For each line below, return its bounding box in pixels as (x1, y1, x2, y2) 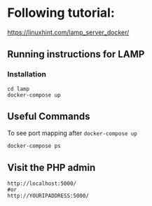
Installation (7, 69, 47, 79)
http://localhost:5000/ (7, 180, 77, 187)
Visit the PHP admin (7, 161, 96, 173)
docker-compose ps (7, 142, 61, 150)
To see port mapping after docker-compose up (7, 129, 138, 137)
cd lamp (7, 85, 30, 92)
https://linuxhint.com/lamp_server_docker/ (7, 28, 130, 36)
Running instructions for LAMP (7, 48, 145, 60)
